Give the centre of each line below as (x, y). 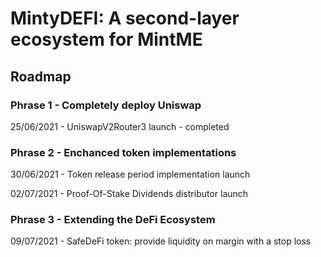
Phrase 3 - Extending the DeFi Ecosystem (113, 220)
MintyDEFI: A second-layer (125, 18)
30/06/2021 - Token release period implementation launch (130, 174)
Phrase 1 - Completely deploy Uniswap (106, 105)
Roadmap (41, 76)
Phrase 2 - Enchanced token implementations (123, 152)
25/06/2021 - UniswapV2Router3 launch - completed (120, 126)
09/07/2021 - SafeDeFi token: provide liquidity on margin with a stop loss (161, 241)
